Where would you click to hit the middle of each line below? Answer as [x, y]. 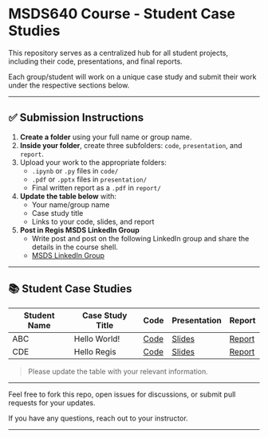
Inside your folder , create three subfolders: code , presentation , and [131, 145]
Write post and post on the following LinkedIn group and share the [140, 238]
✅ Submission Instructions [76, 117]
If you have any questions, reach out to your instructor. [99, 418]
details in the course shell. [75, 247]
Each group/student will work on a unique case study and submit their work [132, 76]
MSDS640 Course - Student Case [122, 14]
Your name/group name [71, 205]
